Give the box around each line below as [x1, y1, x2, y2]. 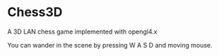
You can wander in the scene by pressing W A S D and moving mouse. [7, 41, 213, 49]
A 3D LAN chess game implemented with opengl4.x [7, 27, 158, 36]
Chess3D [7, 4, 63, 20]
